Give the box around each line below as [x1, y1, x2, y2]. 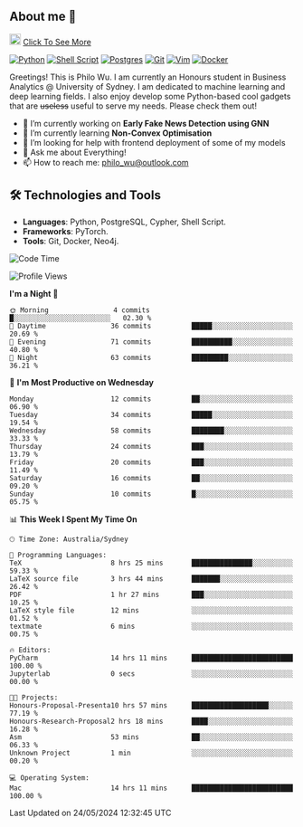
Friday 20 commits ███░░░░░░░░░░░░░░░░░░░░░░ [9, 458, 294, 467]
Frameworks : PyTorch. [22, 225, 109, 236]
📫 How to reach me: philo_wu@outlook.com [22, 157, 189, 167]
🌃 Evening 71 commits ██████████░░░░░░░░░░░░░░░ [9, 337, 294, 347]
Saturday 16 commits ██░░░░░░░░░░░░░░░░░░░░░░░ [9, 473, 294, 482]
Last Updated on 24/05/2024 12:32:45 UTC [9, 807, 172, 818]
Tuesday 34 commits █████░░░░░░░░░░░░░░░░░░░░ [9, 410, 294, 419]
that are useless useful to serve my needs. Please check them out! [9, 100, 258, 111]
